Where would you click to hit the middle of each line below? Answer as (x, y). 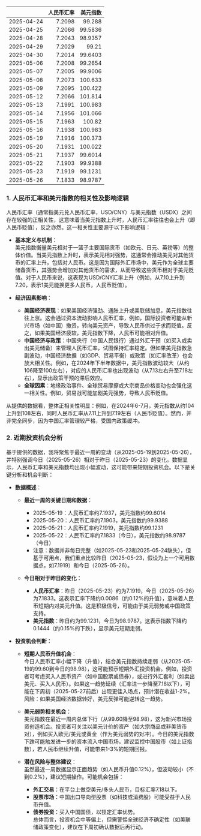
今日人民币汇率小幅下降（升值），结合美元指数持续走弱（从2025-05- (108, 661)
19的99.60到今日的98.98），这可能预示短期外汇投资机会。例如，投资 (108, 669)
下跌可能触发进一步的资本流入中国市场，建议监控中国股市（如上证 (105, 741)
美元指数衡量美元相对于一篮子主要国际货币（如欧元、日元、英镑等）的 (102, 248)
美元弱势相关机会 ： (48, 711)
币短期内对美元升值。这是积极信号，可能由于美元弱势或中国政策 (112, 606)
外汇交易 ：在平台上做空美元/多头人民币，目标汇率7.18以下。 (106, 789)
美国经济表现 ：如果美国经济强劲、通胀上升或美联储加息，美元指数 (105, 311)
